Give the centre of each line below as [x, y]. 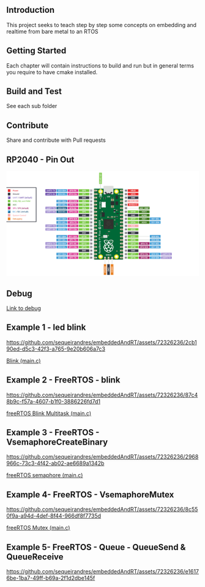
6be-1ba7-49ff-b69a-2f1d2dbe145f [51, 578]
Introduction [31, 10]
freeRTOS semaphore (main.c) [45, 475]
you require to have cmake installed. [52, 72]
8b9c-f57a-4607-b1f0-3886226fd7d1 [54, 401]
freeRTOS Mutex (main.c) [38, 528]
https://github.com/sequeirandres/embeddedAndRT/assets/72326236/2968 [102, 457]
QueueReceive [35, 557]
